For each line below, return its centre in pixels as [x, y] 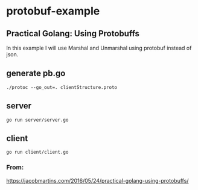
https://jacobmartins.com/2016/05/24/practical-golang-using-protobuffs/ [97, 180]
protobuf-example [53, 11]
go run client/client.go [37, 152]
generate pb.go [36, 74]
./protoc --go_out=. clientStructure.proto [62, 87]
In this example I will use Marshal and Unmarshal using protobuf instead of [99, 48]
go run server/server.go [37, 120]
